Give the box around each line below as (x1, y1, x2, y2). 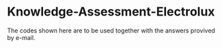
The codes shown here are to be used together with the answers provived (7, 26, 215, 34)
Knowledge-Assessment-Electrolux (7, 4, 215, 20)
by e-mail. (7, 33, 36, 41)
